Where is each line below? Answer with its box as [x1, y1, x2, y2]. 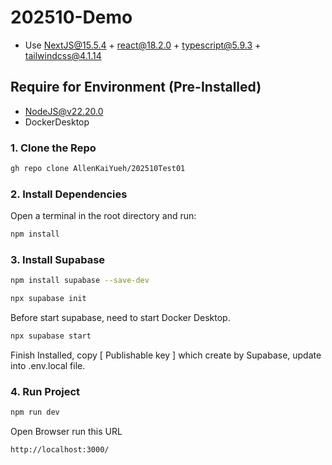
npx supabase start [10, 331, 92, 341]
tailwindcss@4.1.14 [24, 49, 102, 61]
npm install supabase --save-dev [10, 276, 150, 286]
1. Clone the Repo [10, 141, 97, 155]
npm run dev [10, 407, 60, 418]
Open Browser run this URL [10, 426, 123, 438]
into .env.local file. [10, 360, 86, 372]
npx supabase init [10, 294, 87, 304]
